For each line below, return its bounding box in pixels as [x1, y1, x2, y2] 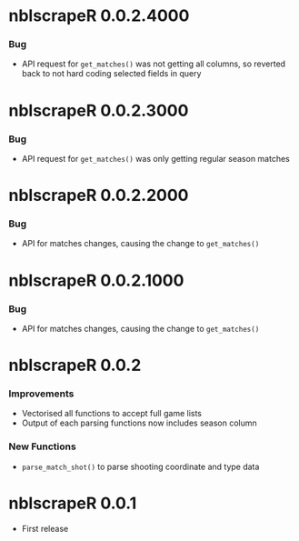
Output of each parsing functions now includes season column [21, 417, 258, 428]
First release [21, 523, 69, 534]
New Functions [8, 440, 76, 453]
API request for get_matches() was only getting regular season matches [21, 153, 290, 164]
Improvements [8, 387, 75, 400]
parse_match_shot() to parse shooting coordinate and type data [21, 461, 260, 472]
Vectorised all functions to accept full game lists [21, 408, 202, 419]
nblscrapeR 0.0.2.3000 [8, 100, 189, 121]
